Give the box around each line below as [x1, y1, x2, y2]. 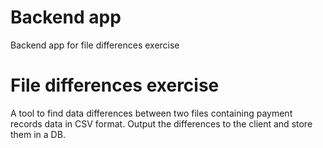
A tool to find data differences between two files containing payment [10, 107, 293, 119]
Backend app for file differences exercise [10, 39, 180, 51]
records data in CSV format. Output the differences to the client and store [10, 117, 313, 130]
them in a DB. [10, 128, 66, 140]
